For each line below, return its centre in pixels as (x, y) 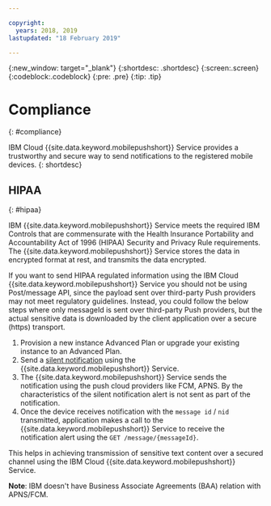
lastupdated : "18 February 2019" (65, 38)
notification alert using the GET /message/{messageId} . (109, 437)
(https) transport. (37, 327)
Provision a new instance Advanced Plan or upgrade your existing (130, 343)
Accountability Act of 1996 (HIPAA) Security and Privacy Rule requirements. (135, 243)
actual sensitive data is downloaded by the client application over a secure (133, 319)
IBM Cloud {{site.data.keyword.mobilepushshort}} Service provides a (123, 147)
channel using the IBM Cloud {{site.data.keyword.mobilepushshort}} (122, 461)
